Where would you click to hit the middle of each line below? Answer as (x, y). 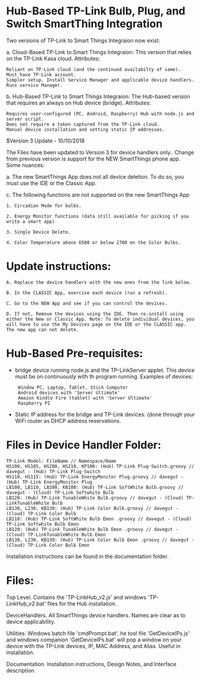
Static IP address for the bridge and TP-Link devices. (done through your (105, 414)
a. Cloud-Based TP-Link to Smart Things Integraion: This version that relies (99, 52)
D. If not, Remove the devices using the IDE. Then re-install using (95, 314)
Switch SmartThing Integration (85, 24)
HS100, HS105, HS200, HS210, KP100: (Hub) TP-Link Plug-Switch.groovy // (100, 466)
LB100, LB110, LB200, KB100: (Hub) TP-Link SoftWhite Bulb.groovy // (95, 487)
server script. (25, 119)
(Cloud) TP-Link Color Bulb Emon (48, 545)
